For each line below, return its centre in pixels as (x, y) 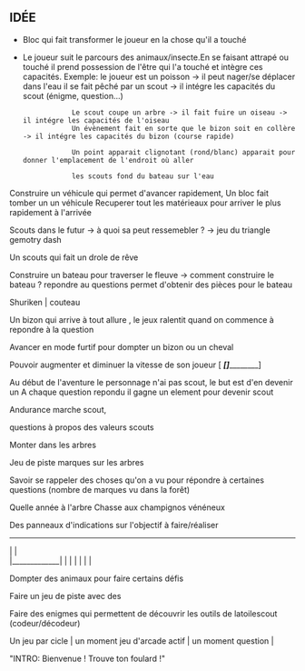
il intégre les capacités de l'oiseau (96, 120)
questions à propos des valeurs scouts (82, 427)
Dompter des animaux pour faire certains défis (97, 578)
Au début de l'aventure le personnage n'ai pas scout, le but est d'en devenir (151, 382)
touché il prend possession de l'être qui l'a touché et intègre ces (143, 66)
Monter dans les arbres (53, 445)
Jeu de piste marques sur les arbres (77, 462)
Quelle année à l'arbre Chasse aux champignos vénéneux (117, 507)
